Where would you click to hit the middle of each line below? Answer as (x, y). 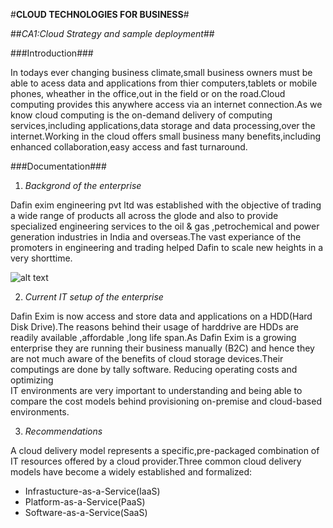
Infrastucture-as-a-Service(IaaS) (92, 491)
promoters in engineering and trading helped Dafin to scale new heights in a (167, 247)
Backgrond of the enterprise (83, 185)
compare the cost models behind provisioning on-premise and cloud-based (166, 401)
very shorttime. (41, 258)
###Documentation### (58, 166)
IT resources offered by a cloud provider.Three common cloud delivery (156, 461)
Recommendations (63, 431)
